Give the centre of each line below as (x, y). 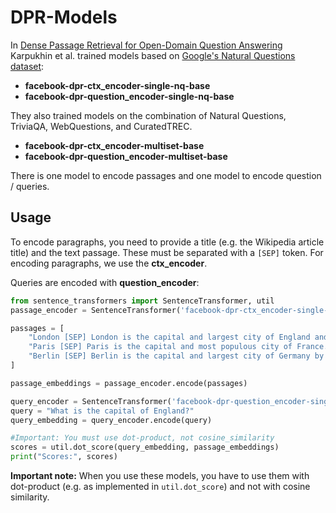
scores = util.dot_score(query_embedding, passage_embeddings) (145, 447)
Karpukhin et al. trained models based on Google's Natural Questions (153, 55)
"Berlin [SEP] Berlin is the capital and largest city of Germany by (176, 356)
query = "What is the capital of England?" (102, 411)
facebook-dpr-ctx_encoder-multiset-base (114, 145)
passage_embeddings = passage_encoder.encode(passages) (129, 383)
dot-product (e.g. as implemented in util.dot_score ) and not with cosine (160, 486)
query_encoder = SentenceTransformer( (91, 401)
